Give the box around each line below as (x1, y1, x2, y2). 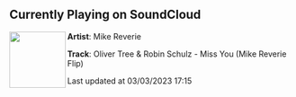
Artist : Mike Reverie (67, 31, 142, 41)
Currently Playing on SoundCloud (9, 7, 202, 22)
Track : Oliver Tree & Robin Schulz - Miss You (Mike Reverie (67, 48, 287, 59)
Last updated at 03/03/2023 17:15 (67, 75, 193, 86)
